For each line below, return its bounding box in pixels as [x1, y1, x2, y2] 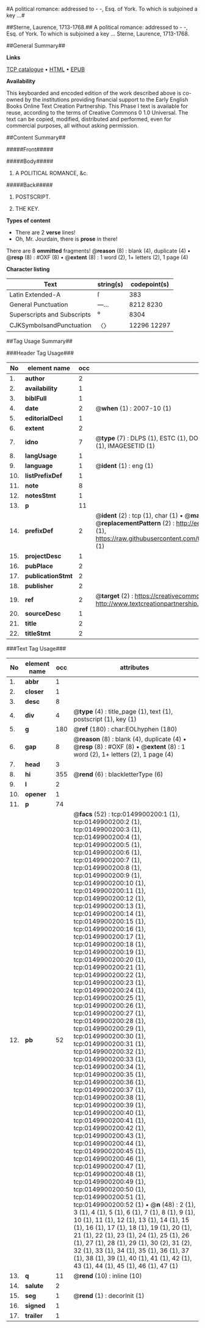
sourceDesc [25, 609, 61, 617]
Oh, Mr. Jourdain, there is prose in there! [15, 235, 118, 243]
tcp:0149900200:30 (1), [73, 1032, 146, 1040]
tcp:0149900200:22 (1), [73, 971, 146, 979]
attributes [120, 663, 149, 671]
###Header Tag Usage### [6, 349, 74, 357]
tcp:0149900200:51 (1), [73, 1193, 146, 1201]
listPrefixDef [25, 472, 63, 480]
